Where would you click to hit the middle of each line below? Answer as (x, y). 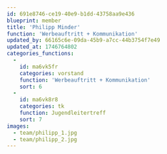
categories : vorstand (51, 73)
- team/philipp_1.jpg (45, 133)
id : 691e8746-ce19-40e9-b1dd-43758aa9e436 (71, 14)
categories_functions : (40, 54)
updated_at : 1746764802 (42, 47)
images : (18, 126)
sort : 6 (31, 87)
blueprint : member (34, 21)
